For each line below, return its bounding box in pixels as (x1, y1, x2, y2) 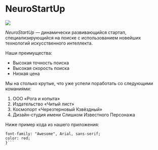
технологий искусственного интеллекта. (5, 40, 93, 46)
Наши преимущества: (5, 50, 52, 56)
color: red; (5, 135, 30, 141)
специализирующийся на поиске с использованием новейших (5, 34, 141, 41)
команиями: (5, 86, 31, 92)
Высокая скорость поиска (12, 65, 70, 71)
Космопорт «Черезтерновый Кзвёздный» (12, 106, 103, 112)
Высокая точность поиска (12, 59, 69, 66)
